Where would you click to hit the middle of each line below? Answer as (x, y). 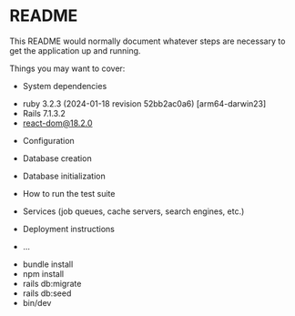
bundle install (48, 264)
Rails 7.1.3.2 (44, 113)
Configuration (48, 140)
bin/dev (37, 302)
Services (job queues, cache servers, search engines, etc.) (133, 211)
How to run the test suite (69, 193)
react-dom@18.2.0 (57, 123)
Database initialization (64, 176)
